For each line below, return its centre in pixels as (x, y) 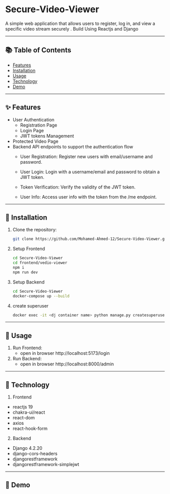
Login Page (32, 130)
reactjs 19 (23, 407)
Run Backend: (27, 359)
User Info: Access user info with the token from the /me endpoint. (88, 197)
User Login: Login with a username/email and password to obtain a (90, 172)
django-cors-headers (35, 454)
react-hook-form (30, 428)
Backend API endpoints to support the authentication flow (73, 146)
